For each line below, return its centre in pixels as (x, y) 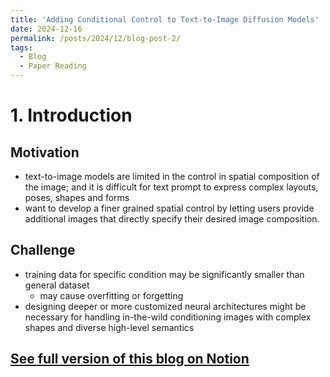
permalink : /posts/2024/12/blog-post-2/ (96, 38)
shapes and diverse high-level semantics (109, 327)
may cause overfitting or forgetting (111, 295)
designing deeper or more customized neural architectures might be (165, 306)
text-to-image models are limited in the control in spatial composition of (172, 176)
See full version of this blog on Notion (130, 359)
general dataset (57, 285)
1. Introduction (71, 115)
